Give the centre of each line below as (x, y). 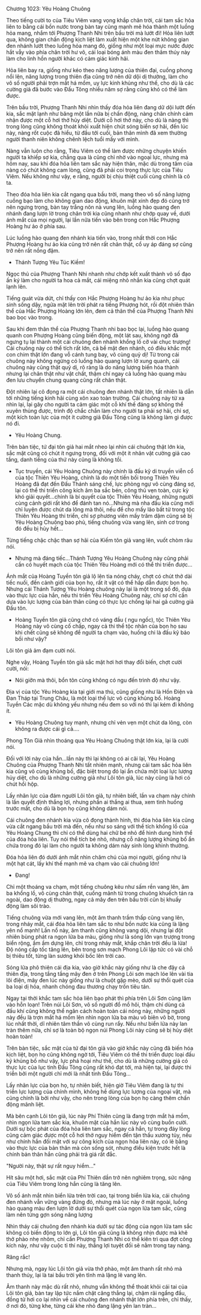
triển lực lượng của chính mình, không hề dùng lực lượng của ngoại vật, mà (98, 1091)
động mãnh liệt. (25, 1104)
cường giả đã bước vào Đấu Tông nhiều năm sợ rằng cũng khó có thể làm (97, 89)
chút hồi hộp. (22, 784)
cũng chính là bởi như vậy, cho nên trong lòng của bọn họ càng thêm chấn (98, 1098)
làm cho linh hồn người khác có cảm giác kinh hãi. (68, 59)
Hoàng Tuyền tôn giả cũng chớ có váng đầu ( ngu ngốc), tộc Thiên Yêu (103, 620)
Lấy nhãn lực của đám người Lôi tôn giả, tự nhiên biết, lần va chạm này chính (101, 796)
